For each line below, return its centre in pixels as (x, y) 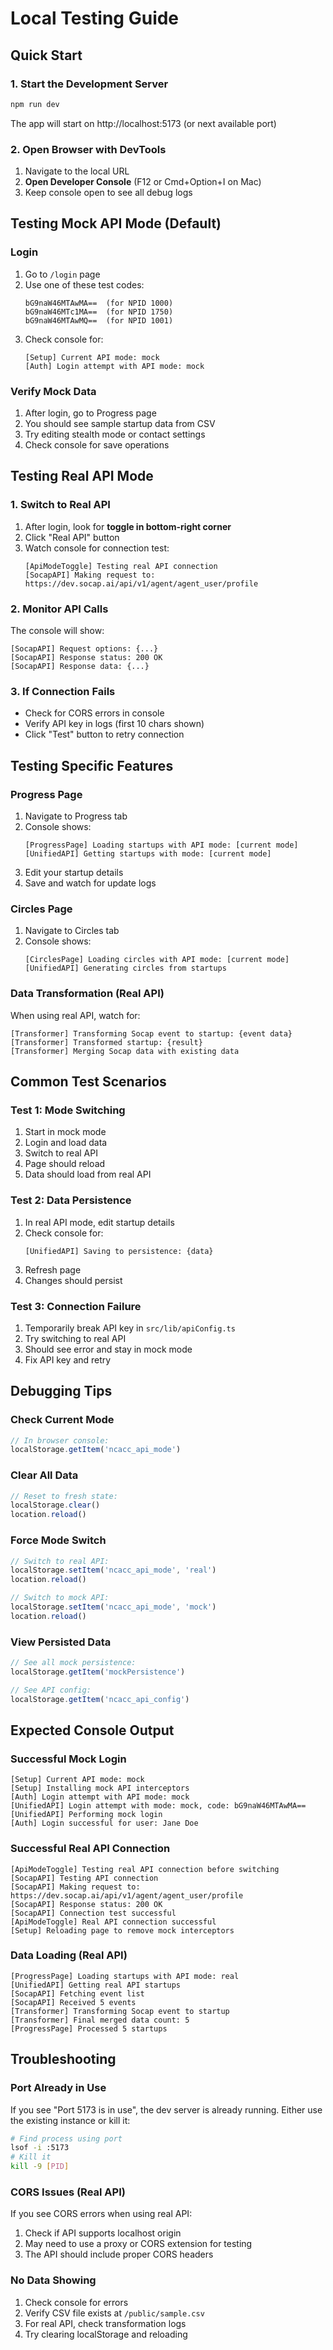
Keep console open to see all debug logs (108, 193)
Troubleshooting (63, 2059)
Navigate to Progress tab (76, 816)
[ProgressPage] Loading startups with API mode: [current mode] (161, 845)
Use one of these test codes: (84, 284)
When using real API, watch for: (75, 1015)
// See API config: (51, 1690)
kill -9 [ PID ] (40, 2167)
